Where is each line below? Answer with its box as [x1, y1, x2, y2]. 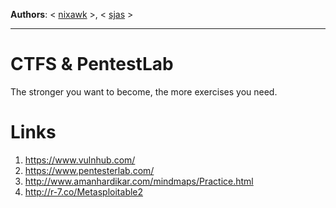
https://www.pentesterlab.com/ [24, 164, 155, 176]
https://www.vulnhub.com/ [24, 154, 136, 166]
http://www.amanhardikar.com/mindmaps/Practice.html [24, 175, 254, 187]
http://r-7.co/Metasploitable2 [24, 185, 144, 198]
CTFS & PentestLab [10, 53, 174, 76]
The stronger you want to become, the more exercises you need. [10, 85, 278, 98]
